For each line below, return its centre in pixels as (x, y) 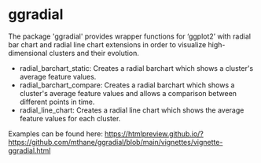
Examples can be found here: (56, 133)
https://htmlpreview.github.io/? (154, 133)
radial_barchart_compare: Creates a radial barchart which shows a (127, 85)
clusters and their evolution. (94, 53)
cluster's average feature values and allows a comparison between (128, 93)
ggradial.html (29, 150)
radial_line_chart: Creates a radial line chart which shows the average (132, 110)
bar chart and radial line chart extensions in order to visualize (107, 44)
